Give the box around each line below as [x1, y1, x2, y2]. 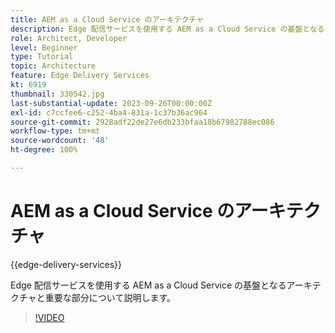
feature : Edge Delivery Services [10, 71, 150, 81]
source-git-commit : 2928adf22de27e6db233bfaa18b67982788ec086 [10, 117, 275, 127]
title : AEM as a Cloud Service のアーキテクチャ [10, 14, 205, 25]
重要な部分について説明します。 [44, 291, 177, 303]
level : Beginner [10, 42, 78, 53]
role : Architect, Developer [10, 33, 128, 43]
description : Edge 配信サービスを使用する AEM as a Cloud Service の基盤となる [10, 24, 325, 34]
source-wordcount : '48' [10, 136, 110, 146]
